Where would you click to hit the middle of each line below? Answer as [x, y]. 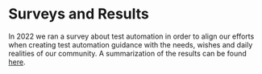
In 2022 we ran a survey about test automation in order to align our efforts [131, 36]
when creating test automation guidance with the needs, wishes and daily [131, 44]
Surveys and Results [79, 14]
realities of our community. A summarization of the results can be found [128, 53]
